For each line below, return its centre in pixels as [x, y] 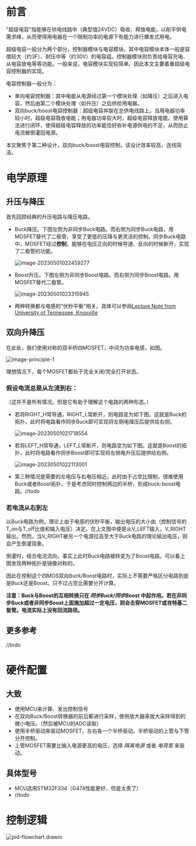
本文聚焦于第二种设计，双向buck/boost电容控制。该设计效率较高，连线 [91, 145]
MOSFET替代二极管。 [41, 282]
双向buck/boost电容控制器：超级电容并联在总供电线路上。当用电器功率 [100, 110]
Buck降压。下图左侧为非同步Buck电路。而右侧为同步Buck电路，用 [94, 229]
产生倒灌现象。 [29, 544]
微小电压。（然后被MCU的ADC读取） [58, 724]
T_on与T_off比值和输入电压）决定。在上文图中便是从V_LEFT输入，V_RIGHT [96, 529]
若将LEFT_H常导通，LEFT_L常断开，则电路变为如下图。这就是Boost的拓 [101, 446]
